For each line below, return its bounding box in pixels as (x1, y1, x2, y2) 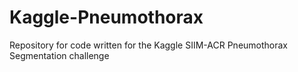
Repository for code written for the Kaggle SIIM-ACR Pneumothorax (9, 39, 289, 51)
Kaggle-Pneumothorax (9, 6, 204, 29)
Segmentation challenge (9, 49, 110, 61)
